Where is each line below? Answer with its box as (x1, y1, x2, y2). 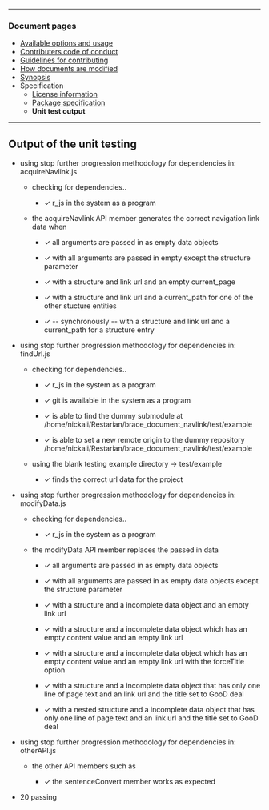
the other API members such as (31, 761, 136, 771)
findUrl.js (19, 349, 50, 359)
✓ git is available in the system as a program (43, 395, 191, 405)
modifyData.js (19, 499, 66, 508)
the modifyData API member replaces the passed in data (31, 545, 219, 555)
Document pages (8, 20, 77, 31)
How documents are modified (19, 64, 118, 74)
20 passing (19, 792, 58, 802)
